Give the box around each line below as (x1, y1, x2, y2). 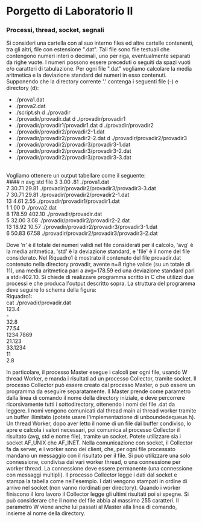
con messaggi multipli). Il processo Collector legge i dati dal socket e (6, 471, 177, 478)
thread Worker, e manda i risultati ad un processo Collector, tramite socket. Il (6, 375, 197, 382)
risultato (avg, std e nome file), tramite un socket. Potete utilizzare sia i (6, 433, 181, 440)
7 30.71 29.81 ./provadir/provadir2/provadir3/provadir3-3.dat (6, 185, 156, 192)
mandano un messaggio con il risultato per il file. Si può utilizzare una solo (6, 452, 191, 460)
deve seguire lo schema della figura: (6, 286, 96, 294)
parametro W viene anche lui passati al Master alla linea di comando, (6, 503, 177, 511)
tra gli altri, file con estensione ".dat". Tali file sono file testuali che (6, 46, 170, 53)
